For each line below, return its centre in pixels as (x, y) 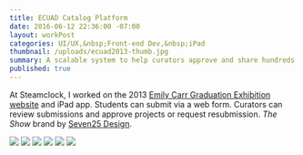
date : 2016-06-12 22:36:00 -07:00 (75, 26)
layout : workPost (42, 35)
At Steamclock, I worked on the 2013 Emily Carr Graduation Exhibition (140, 94)
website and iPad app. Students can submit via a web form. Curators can (146, 104)
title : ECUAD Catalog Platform (69, 18)
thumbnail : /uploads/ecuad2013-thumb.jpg (89, 52)
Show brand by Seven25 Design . (71, 123)
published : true (40, 69)
